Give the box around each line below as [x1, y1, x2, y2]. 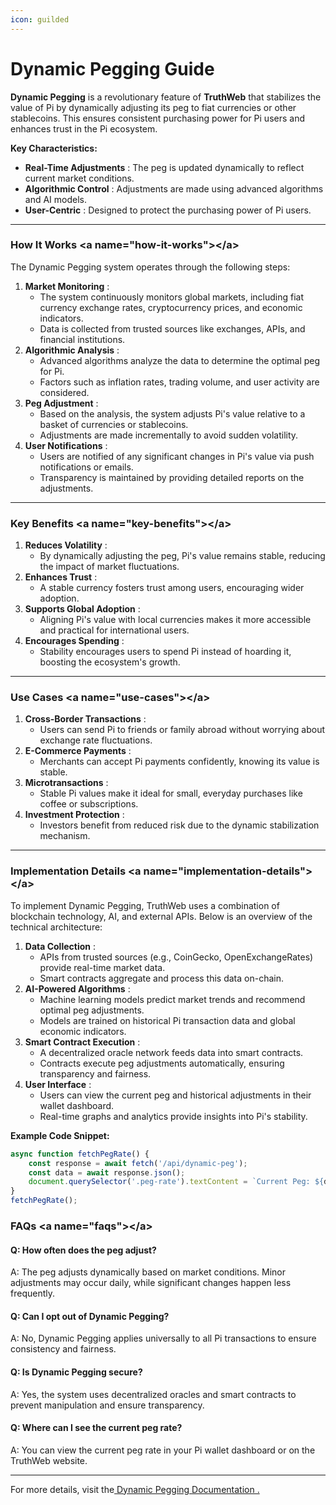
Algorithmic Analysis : [24, 344, 120, 356]
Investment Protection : [24, 809, 125, 821]
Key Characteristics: [10, 142, 98, 154]
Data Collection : [24, 940, 96, 952]
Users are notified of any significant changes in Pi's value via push [39, 450, 315, 462]
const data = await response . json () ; [28, 1167, 186, 1178]
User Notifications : [24, 439, 108, 451]
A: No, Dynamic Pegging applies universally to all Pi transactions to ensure [10, 1332, 317, 1345]
